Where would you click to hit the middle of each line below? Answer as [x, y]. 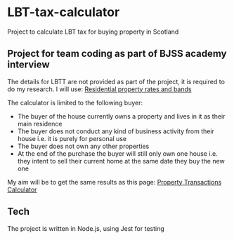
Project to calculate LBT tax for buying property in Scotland [93, 32]
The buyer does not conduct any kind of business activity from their [116, 131]
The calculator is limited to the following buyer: [75, 102]
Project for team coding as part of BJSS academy [117, 54]
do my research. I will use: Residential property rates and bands [99, 89]
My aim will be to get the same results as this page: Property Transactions [115, 182]
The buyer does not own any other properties [83, 146]
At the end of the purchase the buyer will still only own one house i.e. [117, 153]
